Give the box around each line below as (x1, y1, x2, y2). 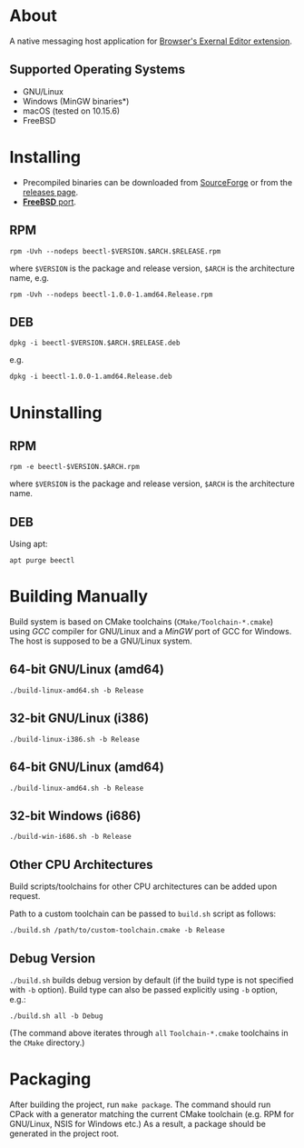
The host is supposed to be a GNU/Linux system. (9, 635, 192, 646)
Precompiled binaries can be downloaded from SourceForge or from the (22, 176, 293, 187)
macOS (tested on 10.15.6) (22, 105, 121, 116)
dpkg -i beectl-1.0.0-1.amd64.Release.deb (9, 372, 172, 382)
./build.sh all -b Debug (9, 1011, 103, 1021)
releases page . (22, 186, 79, 197)
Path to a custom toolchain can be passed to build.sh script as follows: (9, 908, 277, 919)
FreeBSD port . (22, 196, 77, 207)
